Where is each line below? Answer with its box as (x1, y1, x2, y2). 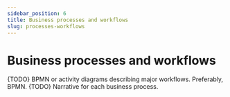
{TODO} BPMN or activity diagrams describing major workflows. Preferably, (7, 75, 224, 83)
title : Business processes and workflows (7, 17, 129, 23)
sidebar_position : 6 (7, 10, 67, 17)
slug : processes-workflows (7, 23, 85, 30)
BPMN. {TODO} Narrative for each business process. (7, 83, 159, 91)
